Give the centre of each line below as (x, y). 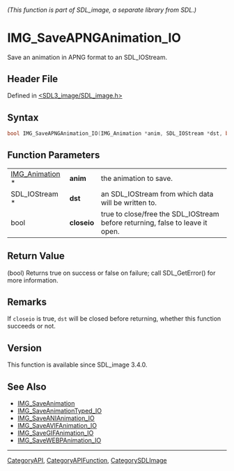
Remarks (27, 302)
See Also (27, 386)
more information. (33, 280)
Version (24, 348)
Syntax (23, 117)
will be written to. (129, 202)
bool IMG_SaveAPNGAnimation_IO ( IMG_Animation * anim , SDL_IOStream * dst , (115, 134)
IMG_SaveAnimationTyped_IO (60, 411)
